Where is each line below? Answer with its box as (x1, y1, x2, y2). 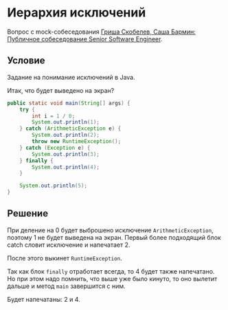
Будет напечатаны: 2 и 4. (7, 295, 80, 303)
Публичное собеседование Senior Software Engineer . (7, 34, 163, 43)
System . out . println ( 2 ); (32, 132, 100, 139)
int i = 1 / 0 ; (32, 112, 76, 120)
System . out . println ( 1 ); (32, 119, 100, 126)
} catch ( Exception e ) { (19, 144, 91, 151)
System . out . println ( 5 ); (19, 182, 88, 190)
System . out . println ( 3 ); (32, 151, 100, 157)
